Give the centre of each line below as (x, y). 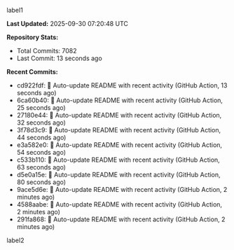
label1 (15, 10)
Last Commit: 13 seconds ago (59, 58)
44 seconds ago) (41, 137)
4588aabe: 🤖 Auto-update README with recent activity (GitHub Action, (119, 204)
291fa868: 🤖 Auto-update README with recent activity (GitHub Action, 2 (121, 219)
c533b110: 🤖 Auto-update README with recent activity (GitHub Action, (118, 160)
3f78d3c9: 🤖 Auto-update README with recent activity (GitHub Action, (119, 130)
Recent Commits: (32, 72)
